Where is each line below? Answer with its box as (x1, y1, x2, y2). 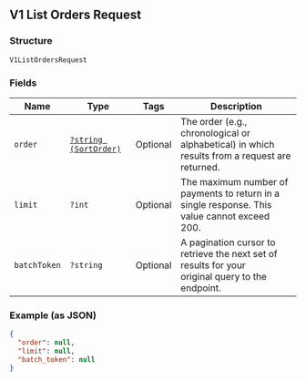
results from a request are (180, 149, 291, 162)
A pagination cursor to (180, 236, 276, 249)
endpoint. (180, 282, 221, 294)
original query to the (180, 270, 267, 283)
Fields (9, 77, 37, 89)
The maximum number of (180, 175, 289, 188)
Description (210, 99, 262, 112)
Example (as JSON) (9, 309, 97, 322)
